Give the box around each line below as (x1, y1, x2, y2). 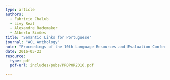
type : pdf (10, 58, 30, 63)
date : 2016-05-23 (5, 49, 42, 54)
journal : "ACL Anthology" (5, 40, 60, 45)
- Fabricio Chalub (10, 16, 49, 21)
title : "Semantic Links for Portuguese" (5, 35, 92, 40)
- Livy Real (10, 21, 35, 26)
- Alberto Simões (10, 30, 47, 35)
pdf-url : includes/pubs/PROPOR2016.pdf (10, 63, 94, 68)
